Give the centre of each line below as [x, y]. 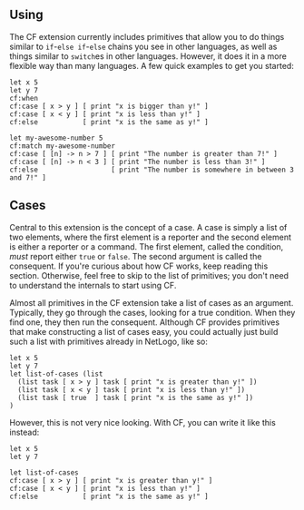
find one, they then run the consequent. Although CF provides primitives [144, 322]
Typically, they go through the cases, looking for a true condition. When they [152, 312]
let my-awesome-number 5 [56, 138]
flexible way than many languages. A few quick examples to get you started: [152, 65]
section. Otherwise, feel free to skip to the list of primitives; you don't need [149, 275]
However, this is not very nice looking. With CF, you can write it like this [143, 422]
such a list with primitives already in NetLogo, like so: [109, 341]
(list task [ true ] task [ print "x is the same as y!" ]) [136, 397]
